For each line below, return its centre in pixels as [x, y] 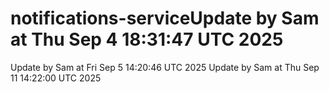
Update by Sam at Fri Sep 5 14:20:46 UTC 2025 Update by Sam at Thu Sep [165, 67]
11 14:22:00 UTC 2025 [56, 78]
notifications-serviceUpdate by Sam [165, 18]
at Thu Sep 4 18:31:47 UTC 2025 [147, 39]
